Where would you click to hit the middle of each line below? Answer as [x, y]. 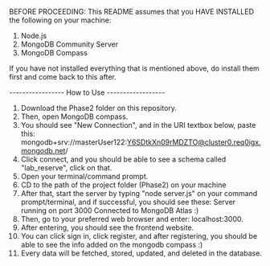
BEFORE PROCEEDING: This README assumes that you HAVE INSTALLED [131, 12]
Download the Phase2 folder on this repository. [99, 108]
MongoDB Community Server [70, 44]
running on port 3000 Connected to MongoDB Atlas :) [110, 211]
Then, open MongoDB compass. [74, 117]
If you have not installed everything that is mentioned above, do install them [134, 68]
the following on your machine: [60, 20]
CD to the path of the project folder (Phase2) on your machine [123, 185]
